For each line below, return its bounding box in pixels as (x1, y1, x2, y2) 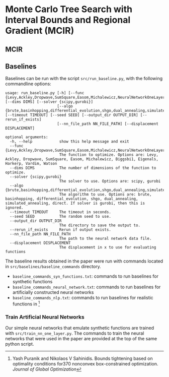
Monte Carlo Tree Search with (5, 4, 132, 15)
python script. (5, 341, 34, 347)
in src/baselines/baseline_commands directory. (5, 264, 102, 270)
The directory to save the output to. (59, 223, 141, 228)
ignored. (5, 205, 24, 210)
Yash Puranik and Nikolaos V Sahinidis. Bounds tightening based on (12, 355, 153, 361)
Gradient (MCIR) (5, 25, 74, 36)
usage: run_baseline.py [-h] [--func (5, 91, 84, 96)
